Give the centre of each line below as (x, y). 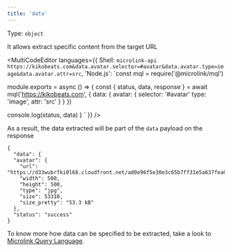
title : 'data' (28, 13)
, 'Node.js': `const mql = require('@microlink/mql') (152, 73)
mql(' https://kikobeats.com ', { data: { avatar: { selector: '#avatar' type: (107, 94)
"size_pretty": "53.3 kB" (57, 202)
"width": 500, (40, 178)
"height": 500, (41, 184)
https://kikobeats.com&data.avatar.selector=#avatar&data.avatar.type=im (116, 66)
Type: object (25, 33)
